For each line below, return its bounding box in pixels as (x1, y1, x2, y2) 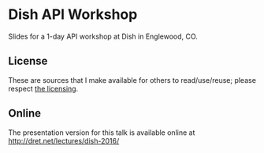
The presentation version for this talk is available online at (8, 128, 195, 137)
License (8, 54, 48, 68)
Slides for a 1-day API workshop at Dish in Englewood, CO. (8, 32, 199, 41)
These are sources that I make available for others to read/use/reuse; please (8, 75, 256, 84)
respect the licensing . (8, 84, 79, 93)
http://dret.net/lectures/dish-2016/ (8, 136, 120, 145)
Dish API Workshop (8, 6, 138, 24)
